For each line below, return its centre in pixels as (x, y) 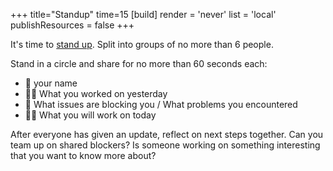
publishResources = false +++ (72, 25)
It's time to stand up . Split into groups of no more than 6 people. (142, 44)
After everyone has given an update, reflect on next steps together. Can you (167, 134)
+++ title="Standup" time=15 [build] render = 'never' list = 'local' (143, 14)
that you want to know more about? (83, 155)
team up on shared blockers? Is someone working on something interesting (165, 145)
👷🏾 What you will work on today (90, 115)
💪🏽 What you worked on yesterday (96, 93)
